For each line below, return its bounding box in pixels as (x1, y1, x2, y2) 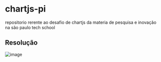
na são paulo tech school (5, 24, 55, 30)
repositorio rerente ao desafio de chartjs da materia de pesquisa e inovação (5, 19, 157, 25)
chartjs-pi (5, 3, 46, 15)
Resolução (5, 39, 38, 47)
